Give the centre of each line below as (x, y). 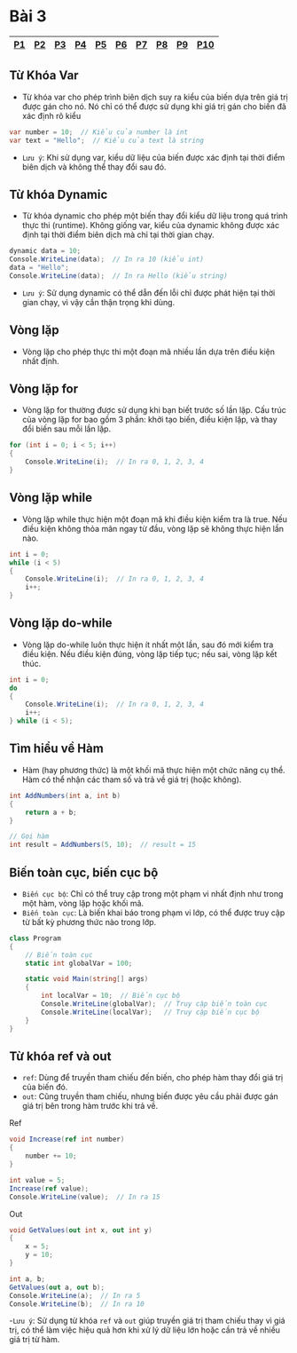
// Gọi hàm (29, 836)
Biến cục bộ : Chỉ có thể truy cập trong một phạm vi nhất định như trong (152, 893)
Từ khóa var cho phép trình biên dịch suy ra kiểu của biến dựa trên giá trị (155, 97)
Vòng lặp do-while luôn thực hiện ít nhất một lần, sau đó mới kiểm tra (148, 645)
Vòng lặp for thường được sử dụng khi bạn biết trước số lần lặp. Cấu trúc (154, 410)
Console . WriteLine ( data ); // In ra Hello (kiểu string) (118, 276)
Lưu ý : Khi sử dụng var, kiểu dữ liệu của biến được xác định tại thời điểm (153, 157)
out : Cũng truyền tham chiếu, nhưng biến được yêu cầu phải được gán (150, 1096)
